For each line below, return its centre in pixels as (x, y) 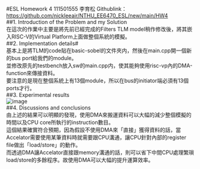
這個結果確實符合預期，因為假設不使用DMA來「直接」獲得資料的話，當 (94, 130)
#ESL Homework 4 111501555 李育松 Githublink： (66, 9)
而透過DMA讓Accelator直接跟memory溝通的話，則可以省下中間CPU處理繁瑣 (100, 152)
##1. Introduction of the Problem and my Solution (67, 22)
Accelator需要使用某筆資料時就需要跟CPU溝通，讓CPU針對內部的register (96, 137)
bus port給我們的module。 (44, 58)
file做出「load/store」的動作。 (43, 145)
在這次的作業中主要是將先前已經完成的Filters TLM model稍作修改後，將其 (97, 29)
